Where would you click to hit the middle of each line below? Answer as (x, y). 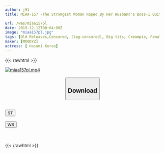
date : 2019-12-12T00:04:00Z (34, 28)
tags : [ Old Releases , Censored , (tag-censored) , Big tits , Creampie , (77, 37)
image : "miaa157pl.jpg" (29, 33)
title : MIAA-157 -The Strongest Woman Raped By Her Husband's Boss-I (78, 14)
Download (82, 91)
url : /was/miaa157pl (26, 23)
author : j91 (17, 10)
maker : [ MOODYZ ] (22, 42)
